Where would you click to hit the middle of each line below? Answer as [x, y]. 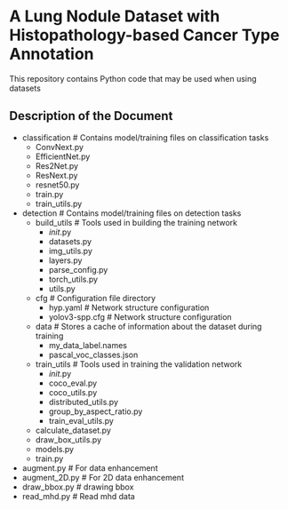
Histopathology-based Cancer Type [144, 35]
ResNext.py [56, 175]
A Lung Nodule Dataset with [115, 16]
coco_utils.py [73, 392]
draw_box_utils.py [68, 439]
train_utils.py [59, 203]
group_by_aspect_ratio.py [96, 411]
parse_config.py [78, 269]
